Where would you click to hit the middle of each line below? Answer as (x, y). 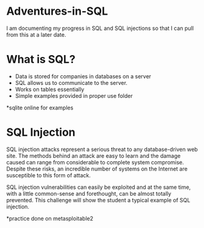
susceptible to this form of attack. (49, 175)
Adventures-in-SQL (57, 11)
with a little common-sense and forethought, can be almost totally (89, 193)
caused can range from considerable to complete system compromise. (95, 162)
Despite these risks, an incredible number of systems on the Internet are (97, 169)
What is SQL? (41, 60)
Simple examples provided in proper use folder (74, 95)
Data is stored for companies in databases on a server (83, 76)
